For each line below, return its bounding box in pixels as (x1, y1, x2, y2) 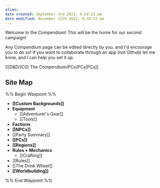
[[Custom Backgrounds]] (12, 101, 64, 106)
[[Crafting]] (19, 152, 43, 159)
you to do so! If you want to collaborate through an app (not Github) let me (5, 49, 156, 55)
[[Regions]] (12, 142, 36, 148)
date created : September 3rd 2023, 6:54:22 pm (5, 12, 102, 17)
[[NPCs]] (12, 126, 31, 132)
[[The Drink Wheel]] (12, 163, 53, 169)
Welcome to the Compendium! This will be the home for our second (5, 30, 142, 36)
